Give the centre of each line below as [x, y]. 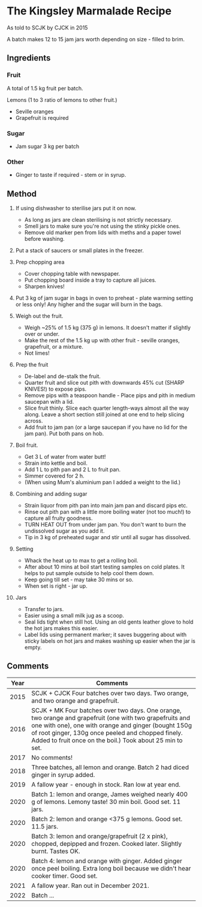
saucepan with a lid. [49, 402]
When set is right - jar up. [56, 586]
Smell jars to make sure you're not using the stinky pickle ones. [102, 226]
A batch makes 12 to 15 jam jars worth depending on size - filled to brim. [96, 39]
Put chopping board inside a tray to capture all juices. [90, 280]
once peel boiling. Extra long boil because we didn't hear [111, 868]
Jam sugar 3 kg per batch [47, 146]
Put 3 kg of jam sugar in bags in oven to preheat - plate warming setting [104, 298]
